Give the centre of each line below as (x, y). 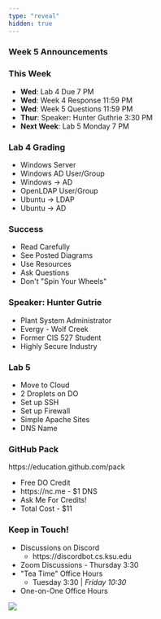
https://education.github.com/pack (67, 467)
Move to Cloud (45, 385)
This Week (30, 74)
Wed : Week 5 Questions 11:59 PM (76, 109)
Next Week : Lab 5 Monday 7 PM (75, 126)
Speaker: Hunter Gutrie (55, 303)
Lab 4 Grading (37, 147)
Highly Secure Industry (59, 346)
